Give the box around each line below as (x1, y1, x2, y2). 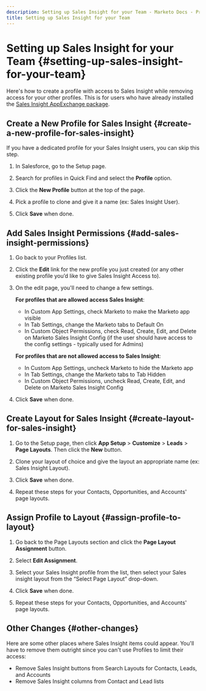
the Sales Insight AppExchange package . (6, 101, 110, 108)
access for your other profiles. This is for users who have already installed (6, 94, 194, 101)
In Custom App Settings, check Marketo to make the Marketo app (24, 308, 190, 315)
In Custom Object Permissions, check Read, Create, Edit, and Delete (24, 328, 197, 335)
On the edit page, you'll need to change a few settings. (15, 284, 154, 291)
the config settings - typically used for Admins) (24, 341, 144, 348)
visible (24, 314, 41, 322)
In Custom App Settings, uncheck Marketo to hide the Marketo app (24, 365, 194, 372)
